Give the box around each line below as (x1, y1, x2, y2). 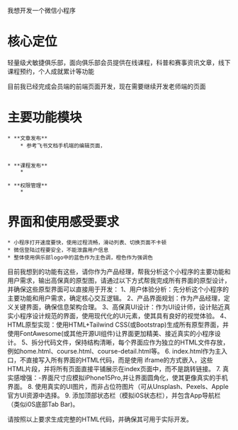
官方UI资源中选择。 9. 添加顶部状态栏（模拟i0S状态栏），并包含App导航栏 (7, 391, 221, 400)
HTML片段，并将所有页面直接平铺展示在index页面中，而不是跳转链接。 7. (7, 364, 221, 373)
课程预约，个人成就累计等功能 (7, 66, 94, 76)
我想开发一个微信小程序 (7, 6, 76, 14)
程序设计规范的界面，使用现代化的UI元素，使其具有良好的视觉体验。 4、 (19, 311, 231, 320)
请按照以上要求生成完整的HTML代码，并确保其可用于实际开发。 (7, 414, 193, 423)
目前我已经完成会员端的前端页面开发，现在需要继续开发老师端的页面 (7, 82, 206, 91)
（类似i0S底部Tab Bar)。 (7, 400, 79, 408)
